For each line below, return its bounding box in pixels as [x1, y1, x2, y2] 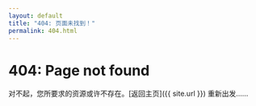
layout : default [8, 11, 63, 20]
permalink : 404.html [8, 26, 78, 35]
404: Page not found [8, 61, 150, 79]
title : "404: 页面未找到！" [8, 19, 95, 27]
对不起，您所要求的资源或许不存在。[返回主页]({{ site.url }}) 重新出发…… [8, 89, 249, 99]
